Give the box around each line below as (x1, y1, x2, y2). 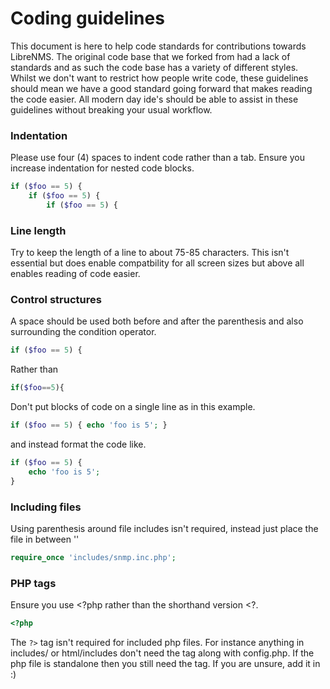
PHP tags (10, 576, 57, 590)
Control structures (10, 293, 102, 307)
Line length (10, 223, 67, 237)
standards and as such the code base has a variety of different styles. (10, 61, 299, 73)
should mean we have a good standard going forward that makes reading (10, 82, 313, 94)
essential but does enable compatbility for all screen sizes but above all (10, 257, 305, 269)
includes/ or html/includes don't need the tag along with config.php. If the (10, 647, 315, 659)
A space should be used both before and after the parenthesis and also (10, 315, 304, 327)
